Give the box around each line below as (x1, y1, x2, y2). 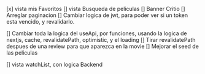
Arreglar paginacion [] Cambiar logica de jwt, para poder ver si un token (6, 12, 188, 19)
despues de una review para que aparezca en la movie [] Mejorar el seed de (6, 42, 199, 50)
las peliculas (6, 49, 38, 56)
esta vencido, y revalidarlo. (6, 18, 75, 25)
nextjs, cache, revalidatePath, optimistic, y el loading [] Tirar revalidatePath (6, 36, 196, 43)
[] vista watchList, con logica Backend (6, 61, 103, 68)
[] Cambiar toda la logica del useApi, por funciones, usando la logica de (6, 30, 187, 37)
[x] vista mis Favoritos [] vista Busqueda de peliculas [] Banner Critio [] (6, 5, 185, 12)
